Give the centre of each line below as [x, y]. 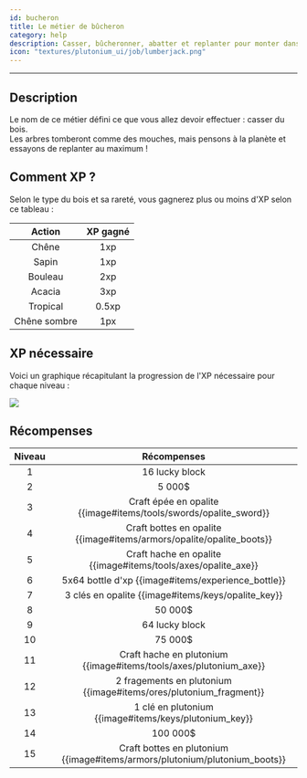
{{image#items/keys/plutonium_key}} [174, 719]
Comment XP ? [53, 178]
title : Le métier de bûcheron [67, 26]
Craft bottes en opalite [174, 528]
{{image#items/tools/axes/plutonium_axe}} [174, 666]
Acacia [46, 291]
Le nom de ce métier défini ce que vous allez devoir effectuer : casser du [147, 119]
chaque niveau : [40, 385]
